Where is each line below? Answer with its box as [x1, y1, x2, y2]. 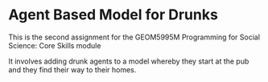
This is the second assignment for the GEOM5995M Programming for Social [8, 32, 260, 42]
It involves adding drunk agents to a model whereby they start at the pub [8, 56, 249, 66]
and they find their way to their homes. [8, 64, 137, 74]
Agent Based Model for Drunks [8, 6, 219, 24]
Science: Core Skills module [8, 40, 101, 50]
